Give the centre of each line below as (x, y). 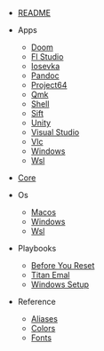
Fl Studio (47, 56)
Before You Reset (63, 265)
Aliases (44, 319)
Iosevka (45, 66)
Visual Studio (55, 132)
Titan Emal (50, 275)
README (34, 13)
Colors (43, 328)
